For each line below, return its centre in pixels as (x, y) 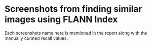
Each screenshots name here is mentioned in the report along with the (76, 33)
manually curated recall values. (36, 38)
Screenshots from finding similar (74, 9)
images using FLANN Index (61, 19)
